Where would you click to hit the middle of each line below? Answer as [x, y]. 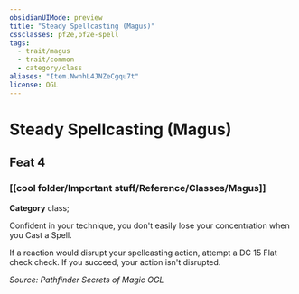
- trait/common [46, 60]
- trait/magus [44, 51]
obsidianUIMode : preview [56, 18]
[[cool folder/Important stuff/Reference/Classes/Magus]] [138, 188]
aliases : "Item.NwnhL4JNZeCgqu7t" [75, 77]
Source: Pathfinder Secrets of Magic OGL [87, 280]
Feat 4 [28, 163]
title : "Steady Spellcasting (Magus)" [82, 26]
